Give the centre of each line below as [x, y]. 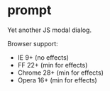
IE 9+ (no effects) [43, 57]
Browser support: [33, 43]
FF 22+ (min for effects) [53, 65]
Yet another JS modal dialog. [50, 30]
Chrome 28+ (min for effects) [61, 73]
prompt [29, 10]
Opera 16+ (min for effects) [57, 80]
